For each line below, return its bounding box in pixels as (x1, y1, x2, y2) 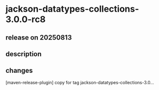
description (5, 50, 42, 58)
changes (5, 67, 33, 75)
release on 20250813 (5, 33, 72, 42)
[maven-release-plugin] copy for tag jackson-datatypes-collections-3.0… (5, 79, 154, 85)
